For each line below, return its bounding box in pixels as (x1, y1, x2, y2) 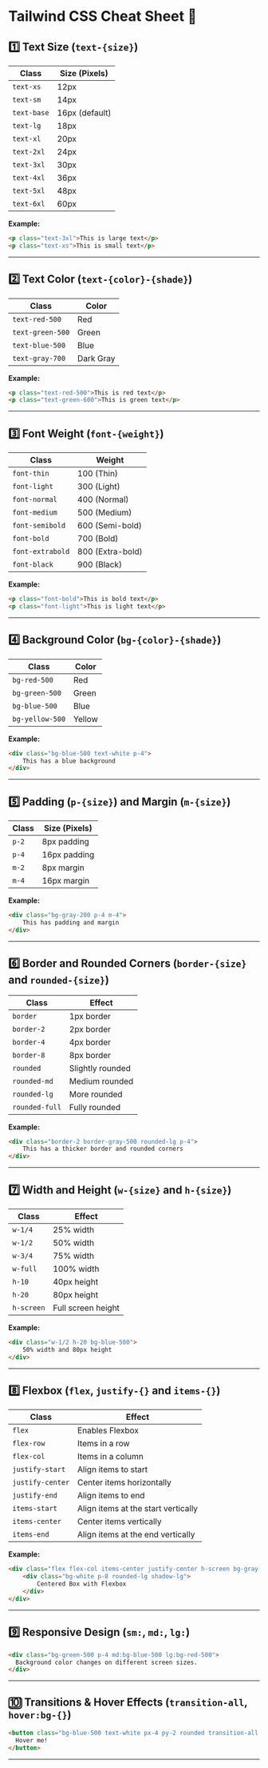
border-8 (12, 1050, 45, 1060)
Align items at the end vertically (77, 1529, 195, 1540)
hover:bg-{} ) (8, 1708, 72, 1722)
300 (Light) (77, 481, 120, 492)
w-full (12, 1265, 37, 1273)
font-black (12, 560, 53, 569)
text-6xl (12, 199, 45, 208)
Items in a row (77, 1438, 130, 1449)
